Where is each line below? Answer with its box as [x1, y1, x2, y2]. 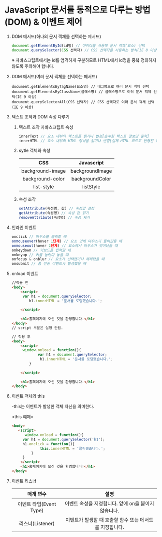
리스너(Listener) [19, 520, 55, 527]
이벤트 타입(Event [17, 501, 56, 507]
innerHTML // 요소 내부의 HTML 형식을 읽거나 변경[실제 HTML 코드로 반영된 [18, 138, 154, 143]
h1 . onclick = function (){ [22, 441, 75, 446]
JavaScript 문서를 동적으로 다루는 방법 [4, 4, 151, 16]
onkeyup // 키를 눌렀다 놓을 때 [11, 252, 69, 257]
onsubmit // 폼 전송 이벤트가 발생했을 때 [11, 261, 87, 266]
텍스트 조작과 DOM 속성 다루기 [11, 114, 70, 119]
